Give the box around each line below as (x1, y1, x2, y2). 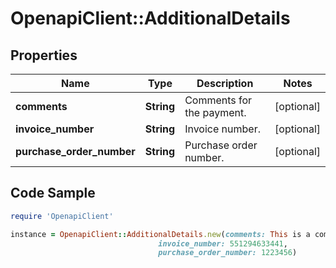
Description (196, 77, 254, 90)
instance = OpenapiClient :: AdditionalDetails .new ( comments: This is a (10, 229, 311, 239)
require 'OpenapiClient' (10, 211, 114, 221)
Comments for (184, 93, 253, 107)
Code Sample (10, 185, 96, 202)
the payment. (184, 106, 247, 119)
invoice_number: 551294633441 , (158, 238, 288, 249)
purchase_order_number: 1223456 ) (158, 248, 298, 258)
